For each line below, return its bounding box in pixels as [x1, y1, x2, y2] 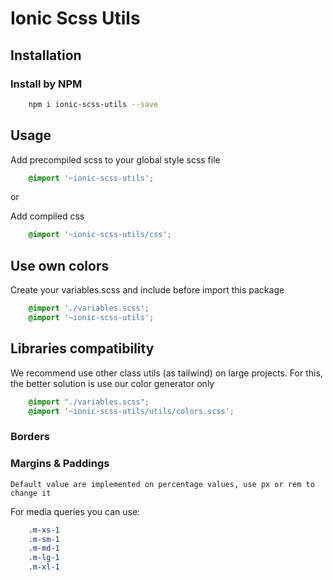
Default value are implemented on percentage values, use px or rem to [10, 479, 315, 489]
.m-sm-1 [28, 534, 60, 544]
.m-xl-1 [28, 562, 60, 572]
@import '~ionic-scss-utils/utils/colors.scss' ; [28, 406, 235, 416]
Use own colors [10, 257, 110, 274]
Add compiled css [10, 210, 85, 222]
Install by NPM [10, 77, 83, 91]
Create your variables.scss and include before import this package [10, 284, 285, 296]
